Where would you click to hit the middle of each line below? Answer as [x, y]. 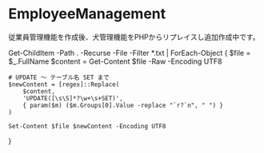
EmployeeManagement [87, 14]
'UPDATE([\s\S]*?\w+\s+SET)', [73, 98]
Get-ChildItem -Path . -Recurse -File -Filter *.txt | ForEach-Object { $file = [130, 53]
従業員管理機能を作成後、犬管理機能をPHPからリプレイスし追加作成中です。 [134, 37]
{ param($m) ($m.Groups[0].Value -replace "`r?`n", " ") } [123, 105]
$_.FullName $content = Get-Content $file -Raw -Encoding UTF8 [115, 61]
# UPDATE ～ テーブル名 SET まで [59, 77]
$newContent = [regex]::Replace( [64, 84]
